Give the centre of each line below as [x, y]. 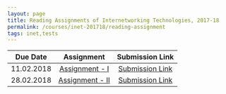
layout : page [26, 14]
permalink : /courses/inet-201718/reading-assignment [87, 27]
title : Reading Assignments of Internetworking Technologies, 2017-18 [113, 20]
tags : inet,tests [33, 33]
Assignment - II [84, 80]
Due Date [31, 57]
